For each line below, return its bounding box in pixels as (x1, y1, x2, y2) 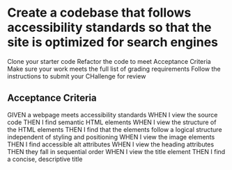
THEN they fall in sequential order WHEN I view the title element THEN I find (7, 147, 226, 155)
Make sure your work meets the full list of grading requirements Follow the (7, 65, 221, 73)
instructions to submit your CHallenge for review (7, 71, 146, 80)
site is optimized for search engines (7, 35, 218, 50)
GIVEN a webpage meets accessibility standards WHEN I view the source (7, 110, 218, 119)
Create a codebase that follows (7, 5, 192, 21)
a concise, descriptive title (7, 155, 83, 163)
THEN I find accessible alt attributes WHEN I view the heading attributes (7, 140, 215, 148)
